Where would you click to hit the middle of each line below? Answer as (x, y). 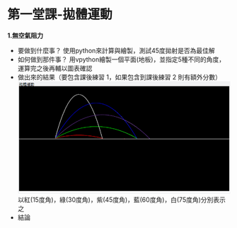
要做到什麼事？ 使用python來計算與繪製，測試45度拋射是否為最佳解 (116, 50)
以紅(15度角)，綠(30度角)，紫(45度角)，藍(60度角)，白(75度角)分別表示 (122, 200)
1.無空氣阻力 (25, 35)
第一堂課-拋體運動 (60, 15)
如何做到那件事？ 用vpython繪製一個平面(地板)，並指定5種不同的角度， (121, 59)
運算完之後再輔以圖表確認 (55, 68)
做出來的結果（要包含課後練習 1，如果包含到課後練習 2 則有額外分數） (119, 77)
